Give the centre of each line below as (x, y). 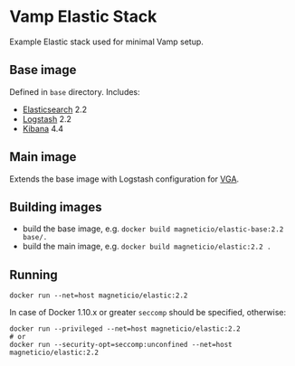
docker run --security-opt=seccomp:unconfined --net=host (121, 345)
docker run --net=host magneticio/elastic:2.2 (99, 296)
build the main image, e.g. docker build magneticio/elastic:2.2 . (147, 247)
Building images (56, 206)
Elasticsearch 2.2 (55, 109)
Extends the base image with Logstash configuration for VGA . (124, 179)
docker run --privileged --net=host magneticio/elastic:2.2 (125, 329)
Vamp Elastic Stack (83, 17)
